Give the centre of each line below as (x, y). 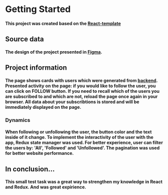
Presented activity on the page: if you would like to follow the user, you (80, 86)
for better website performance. (40, 153)
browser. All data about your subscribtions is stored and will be (72, 102)
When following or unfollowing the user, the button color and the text (78, 132)
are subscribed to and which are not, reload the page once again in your (81, 96)
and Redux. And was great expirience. (46, 187)
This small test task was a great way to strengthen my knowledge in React (84, 182)
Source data (25, 39)
